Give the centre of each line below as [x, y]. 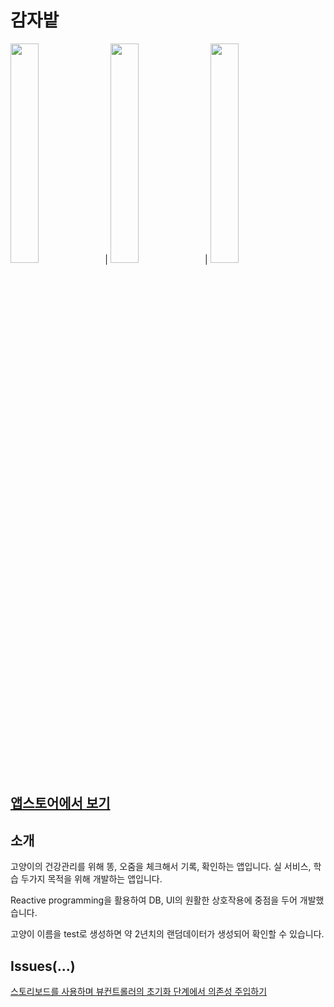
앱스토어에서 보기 [60, 803]
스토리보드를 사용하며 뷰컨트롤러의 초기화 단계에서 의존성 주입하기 [139, 991]
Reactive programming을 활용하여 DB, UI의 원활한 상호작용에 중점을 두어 [154, 900]
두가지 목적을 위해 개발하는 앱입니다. [91, 879]
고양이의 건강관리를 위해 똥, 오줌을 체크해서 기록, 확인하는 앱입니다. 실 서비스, [161, 867]
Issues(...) [43, 966]
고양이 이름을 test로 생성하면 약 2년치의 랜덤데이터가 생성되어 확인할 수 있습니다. [167, 934]
